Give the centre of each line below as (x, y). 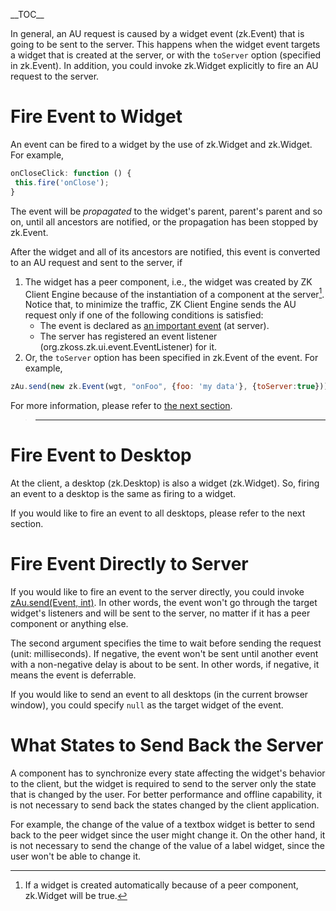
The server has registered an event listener (128, 336)
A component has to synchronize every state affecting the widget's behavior (168, 773)
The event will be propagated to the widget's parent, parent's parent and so (166, 211)
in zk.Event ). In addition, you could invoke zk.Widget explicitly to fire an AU (164, 65)
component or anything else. (69, 623)
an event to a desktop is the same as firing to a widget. (123, 494)
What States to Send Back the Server (167, 745)
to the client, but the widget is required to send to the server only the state (163, 783)
